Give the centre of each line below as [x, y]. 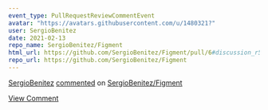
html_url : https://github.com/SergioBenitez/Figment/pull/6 [110, 53]
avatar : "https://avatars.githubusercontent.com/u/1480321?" [112, 23]
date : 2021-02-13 [37, 38]
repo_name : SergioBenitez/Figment [66, 45]
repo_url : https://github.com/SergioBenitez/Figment [98, 61]
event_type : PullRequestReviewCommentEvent [82, 16]
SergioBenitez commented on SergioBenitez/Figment [95, 82]
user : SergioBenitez [43, 30]
